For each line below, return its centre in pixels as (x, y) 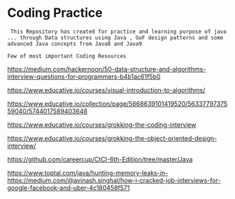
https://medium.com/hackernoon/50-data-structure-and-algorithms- (107, 69)
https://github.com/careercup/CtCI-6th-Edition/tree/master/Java (100, 159)
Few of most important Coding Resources (67, 56)
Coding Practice (55, 13)
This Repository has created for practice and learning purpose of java (119, 32)
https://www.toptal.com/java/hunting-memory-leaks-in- (88, 172)
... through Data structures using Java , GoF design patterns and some (115, 37)
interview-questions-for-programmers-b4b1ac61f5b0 (84, 76)
